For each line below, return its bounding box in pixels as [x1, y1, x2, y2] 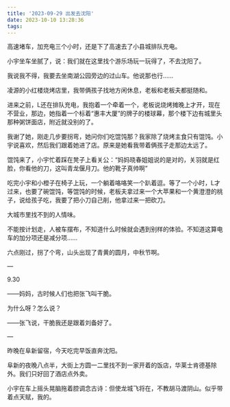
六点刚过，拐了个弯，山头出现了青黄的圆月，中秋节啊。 [7, 248, 163, 257]
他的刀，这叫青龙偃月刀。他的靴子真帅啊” [30, 164, 149, 172]
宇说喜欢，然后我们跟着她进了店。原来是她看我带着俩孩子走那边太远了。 [7, 141, 211, 150]
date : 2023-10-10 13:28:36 [7, 16, 84, 23]
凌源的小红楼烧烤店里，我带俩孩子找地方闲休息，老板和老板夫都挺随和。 [7, 86, 211, 95]
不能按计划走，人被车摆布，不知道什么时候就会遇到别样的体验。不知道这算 [7, 225, 217, 233]
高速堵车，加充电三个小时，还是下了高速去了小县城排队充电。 [7, 43, 181, 51]
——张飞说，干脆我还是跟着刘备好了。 [7, 318, 115, 327]
